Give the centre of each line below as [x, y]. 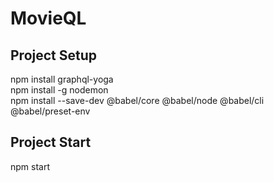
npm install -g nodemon [59, 90]
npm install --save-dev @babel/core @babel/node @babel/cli [137, 100]
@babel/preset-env [50, 111]
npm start [30, 166]
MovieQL [48, 18]
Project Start [51, 142]
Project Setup [54, 55]
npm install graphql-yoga [62, 79]
